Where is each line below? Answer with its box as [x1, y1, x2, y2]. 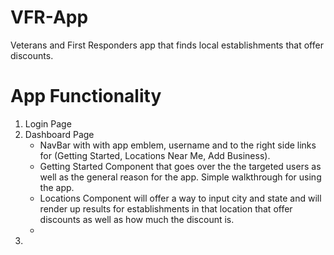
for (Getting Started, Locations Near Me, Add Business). [39, 149, 271, 161]
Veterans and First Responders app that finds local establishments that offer [10, 39, 324, 51]
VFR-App [10, 6, 89, 29]
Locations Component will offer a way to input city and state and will [39, 192, 322, 204]
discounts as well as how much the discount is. [39, 213, 235, 225]
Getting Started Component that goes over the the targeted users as [39, 160, 322, 172]
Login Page [24, 117, 72, 130]
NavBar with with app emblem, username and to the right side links [39, 139, 317, 151]
